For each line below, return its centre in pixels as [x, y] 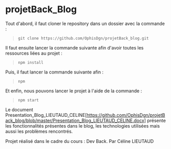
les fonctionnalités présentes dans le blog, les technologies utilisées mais [83, 126]
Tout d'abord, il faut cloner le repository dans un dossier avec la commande [85, 23]
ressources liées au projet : [34, 53]
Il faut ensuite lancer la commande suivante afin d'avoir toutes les [74, 47]
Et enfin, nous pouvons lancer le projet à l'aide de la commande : [74, 91]
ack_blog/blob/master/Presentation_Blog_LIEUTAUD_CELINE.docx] [76, 120]
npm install [30, 62]
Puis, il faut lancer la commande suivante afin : [55, 72]
